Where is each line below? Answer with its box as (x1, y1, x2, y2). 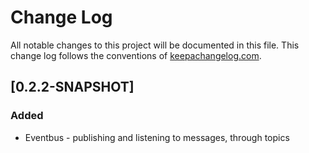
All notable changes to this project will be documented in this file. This (10, 39, 300, 51)
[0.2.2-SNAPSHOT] (10, 79, 135, 96)
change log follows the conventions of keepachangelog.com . (10, 49, 262, 61)
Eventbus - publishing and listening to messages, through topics (24, 131, 290, 143)
